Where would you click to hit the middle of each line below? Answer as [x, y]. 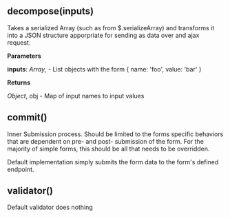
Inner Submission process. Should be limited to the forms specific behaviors [115, 134]
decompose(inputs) [51, 11]
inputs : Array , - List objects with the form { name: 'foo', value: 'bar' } [104, 69]
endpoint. [21, 169]
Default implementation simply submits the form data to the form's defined [113, 162]
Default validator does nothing [50, 207]
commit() [27, 117]
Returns [19, 83]
